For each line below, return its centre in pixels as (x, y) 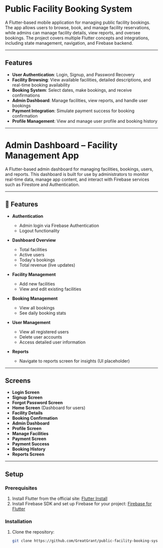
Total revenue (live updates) (47, 265)
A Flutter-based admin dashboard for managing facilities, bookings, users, (79, 169)
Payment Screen (29, 439)
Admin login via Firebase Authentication (59, 225)
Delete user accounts (41, 337)
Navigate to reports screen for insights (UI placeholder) (74, 361)
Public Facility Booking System (69, 9)
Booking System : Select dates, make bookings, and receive (72, 90)
